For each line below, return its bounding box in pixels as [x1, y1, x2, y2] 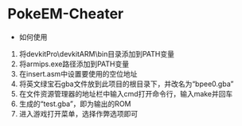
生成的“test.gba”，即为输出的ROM [18, 99, 131, 108]
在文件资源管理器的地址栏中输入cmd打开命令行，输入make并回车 [18, 89, 233, 98]
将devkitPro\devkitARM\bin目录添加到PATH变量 [18, 49, 175, 58]
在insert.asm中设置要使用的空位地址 [18, 69, 138, 78]
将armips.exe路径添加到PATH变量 [18, 59, 129, 69]
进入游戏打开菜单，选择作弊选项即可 [18, 108, 139, 118]
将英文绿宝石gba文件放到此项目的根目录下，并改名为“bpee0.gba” [18, 79, 234, 89]
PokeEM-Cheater [7, 5, 124, 23]
